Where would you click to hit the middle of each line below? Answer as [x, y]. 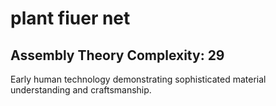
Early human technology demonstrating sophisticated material [138, 79]
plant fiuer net [70, 18]
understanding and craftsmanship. [81, 90]
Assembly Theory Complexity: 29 [117, 55]
